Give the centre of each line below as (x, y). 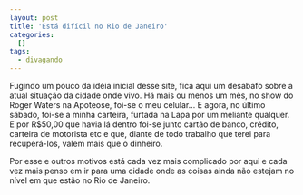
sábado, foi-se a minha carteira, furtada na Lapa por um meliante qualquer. (150, 115)
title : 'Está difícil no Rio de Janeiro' (89, 26)
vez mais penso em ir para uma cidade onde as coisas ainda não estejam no (152, 171)
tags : (20, 52)
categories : (32, 34)
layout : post (34, 18)
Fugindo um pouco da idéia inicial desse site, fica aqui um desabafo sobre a (151, 86)
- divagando (40, 60)
